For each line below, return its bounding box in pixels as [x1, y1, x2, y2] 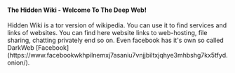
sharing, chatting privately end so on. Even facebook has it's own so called [7, 36, 224, 45]
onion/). [7, 58, 30, 67]
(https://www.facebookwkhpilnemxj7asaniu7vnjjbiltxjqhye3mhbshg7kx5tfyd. [7, 51, 228, 60]
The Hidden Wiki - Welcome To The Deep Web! [7, 6, 147, 14]
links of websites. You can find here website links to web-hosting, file [7, 29, 208, 37]
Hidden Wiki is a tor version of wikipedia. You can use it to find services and [7, 21, 227, 29]
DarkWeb [7, 44, 34, 52]
